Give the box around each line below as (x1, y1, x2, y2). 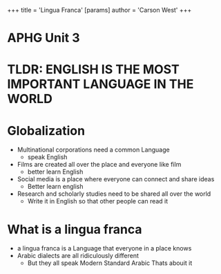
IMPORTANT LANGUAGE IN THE (7, 76, 194, 92)
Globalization (7, 122, 85, 138)
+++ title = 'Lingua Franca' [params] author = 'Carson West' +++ (7, 6, 192, 14)
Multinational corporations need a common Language (17, 145, 171, 154)
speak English (27, 153, 68, 161)
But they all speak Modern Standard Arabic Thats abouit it (27, 259, 193, 267)
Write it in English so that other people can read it (27, 197, 169, 205)
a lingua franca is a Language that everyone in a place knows (17, 244, 192, 253)
